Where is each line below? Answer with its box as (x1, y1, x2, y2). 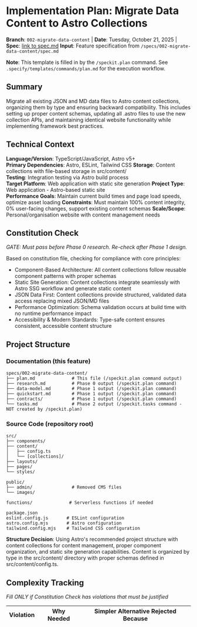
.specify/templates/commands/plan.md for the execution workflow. (6, 65, 165, 72)
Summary (6, 82, 43, 92)
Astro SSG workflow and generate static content (14, 285, 132, 292)
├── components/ (6, 438, 46, 444)
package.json (6, 510, 38, 516)
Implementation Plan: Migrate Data (6, 4, 179, 18)
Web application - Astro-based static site (6, 186, 106, 193)
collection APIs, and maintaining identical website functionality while (6, 116, 171, 123)
